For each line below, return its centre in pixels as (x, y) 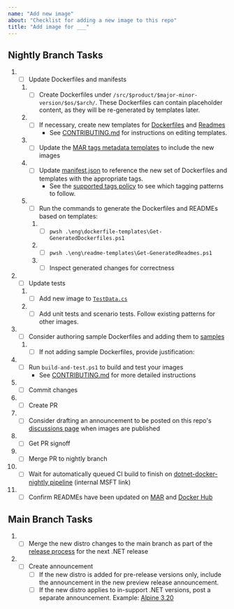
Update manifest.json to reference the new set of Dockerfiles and (133, 170)
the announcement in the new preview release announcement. (129, 582)
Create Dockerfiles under (75, 94)
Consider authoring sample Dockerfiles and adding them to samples (126, 336)
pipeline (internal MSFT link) (90, 482)
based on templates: (68, 216)
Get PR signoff (49, 443)
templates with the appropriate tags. (91, 178)
